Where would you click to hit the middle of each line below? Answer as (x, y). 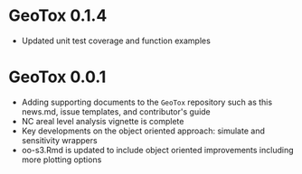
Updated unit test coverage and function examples (116, 41)
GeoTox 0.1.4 (58, 16)
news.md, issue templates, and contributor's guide (116, 111)
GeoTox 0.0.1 (57, 77)
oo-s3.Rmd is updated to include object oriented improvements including (157, 150)
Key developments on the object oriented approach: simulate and (143, 131)
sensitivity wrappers (59, 140)
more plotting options (61, 160)
